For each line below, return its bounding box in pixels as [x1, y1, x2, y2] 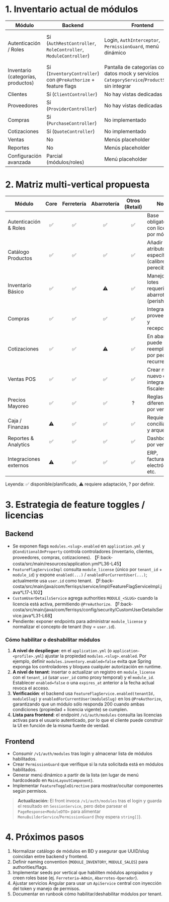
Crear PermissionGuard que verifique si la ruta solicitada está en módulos [12, 761, 163, 767]
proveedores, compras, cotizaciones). [12, 554, 92, 560]
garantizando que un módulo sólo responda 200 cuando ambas [12, 701, 145, 707]
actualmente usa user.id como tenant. [12, 578, 93, 584]
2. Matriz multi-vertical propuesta [5, 179, 150, 190]
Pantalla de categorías [104, 63, 157, 71]
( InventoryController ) [46, 70, 100, 77]
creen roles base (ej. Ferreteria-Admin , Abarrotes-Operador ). [12, 875, 138, 881]
